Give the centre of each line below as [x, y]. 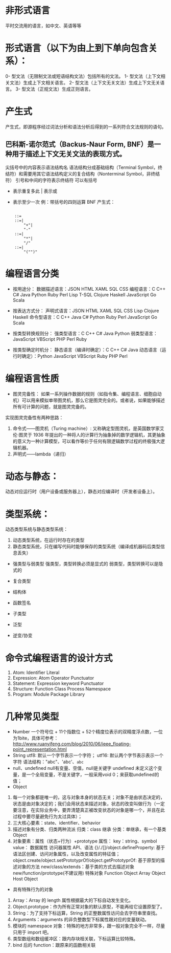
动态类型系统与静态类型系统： [36, 529]
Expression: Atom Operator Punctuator [53, 678]
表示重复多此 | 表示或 [35, 191]
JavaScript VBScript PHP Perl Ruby [50, 339]
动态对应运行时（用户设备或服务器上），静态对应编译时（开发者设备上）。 [81, 491]
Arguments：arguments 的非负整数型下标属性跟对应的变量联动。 [81, 920]
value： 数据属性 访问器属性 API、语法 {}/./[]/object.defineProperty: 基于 [89, 848]
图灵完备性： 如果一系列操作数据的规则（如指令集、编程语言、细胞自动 [87, 394]
